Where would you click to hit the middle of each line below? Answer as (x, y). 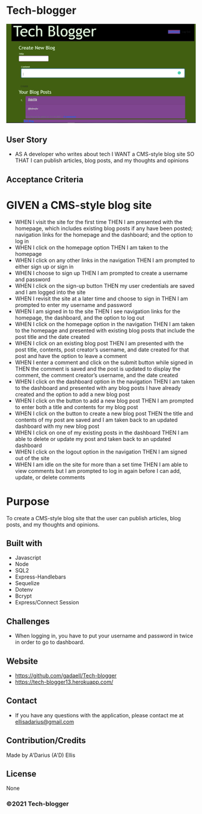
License (21, 774)
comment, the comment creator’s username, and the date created (96, 375)
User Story (27, 140)
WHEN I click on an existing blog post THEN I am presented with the (99, 343)
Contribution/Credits (46, 740)
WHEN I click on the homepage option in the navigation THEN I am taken (105, 324)
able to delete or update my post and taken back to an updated (93, 439)
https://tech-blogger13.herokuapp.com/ (64, 682)
